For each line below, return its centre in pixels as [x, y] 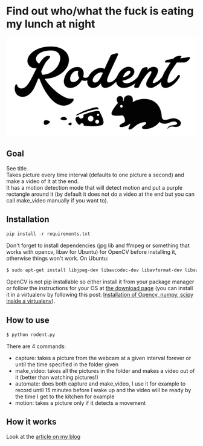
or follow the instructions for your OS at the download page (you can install [100, 288]
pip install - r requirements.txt [48, 234]
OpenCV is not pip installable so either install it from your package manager [100, 282]
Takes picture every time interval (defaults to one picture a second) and [95, 175]
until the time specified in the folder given [67, 364]
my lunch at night [51, 24]
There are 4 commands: [36, 346]
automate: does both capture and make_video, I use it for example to [100, 383]
